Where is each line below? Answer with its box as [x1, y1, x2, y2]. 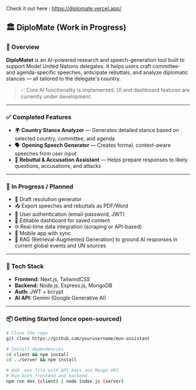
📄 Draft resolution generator [14, 196, 82, 203]
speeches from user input [14, 150, 77, 157]
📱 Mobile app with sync [14, 230, 71, 237]
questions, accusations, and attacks [14, 162, 101, 169]
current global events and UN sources [14, 242, 106, 249]
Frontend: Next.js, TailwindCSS [14, 275, 90, 282]
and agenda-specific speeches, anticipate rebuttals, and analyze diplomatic [6, 68, 188, 75]
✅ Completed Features [6, 113, 72, 121]
